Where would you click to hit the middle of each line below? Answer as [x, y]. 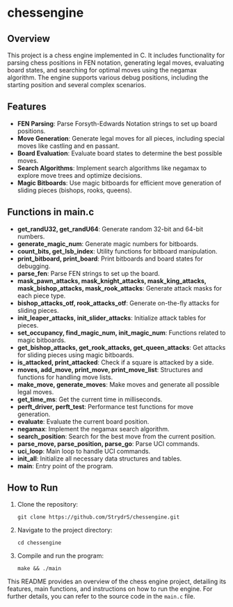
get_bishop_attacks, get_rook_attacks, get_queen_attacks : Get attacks [121, 347]
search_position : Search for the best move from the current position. [116, 436]
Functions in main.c [51, 212]
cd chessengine [39, 543]
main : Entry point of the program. [65, 466]
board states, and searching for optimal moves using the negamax [102, 70]
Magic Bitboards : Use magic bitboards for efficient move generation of [119, 183]
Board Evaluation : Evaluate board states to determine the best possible [120, 153]
